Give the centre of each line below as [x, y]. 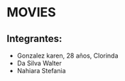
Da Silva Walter [39, 63]
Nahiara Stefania [41, 71]
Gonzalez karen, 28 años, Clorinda [67, 55]
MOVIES [31, 12]
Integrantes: [34, 39]
